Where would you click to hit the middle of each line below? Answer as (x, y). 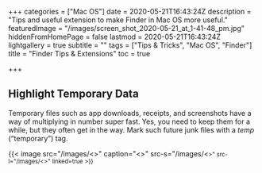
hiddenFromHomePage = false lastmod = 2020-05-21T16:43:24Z (114, 37)
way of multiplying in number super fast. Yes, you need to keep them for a (129, 121)
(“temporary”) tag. (38, 138)
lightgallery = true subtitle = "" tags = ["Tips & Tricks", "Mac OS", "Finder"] (130, 45)
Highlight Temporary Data (73, 94)
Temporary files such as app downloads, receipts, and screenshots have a (130, 113)
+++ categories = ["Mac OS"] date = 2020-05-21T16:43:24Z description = (130, 12)
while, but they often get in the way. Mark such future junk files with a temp (131, 129)
